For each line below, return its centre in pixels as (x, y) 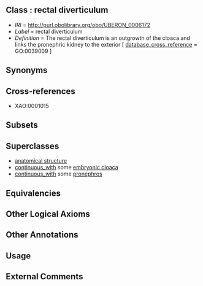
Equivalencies (33, 193)
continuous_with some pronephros (58, 174)
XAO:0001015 (32, 106)
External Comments (44, 276)
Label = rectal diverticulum (48, 31)
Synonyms (27, 70)
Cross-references (41, 91)
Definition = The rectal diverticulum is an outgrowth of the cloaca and (102, 38)
